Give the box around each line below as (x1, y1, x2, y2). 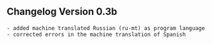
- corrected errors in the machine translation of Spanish (6, 31, 186, 38)
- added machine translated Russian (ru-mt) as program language (6, 24, 205, 31)
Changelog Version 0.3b (6, 6, 118, 18)
